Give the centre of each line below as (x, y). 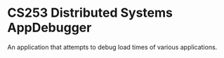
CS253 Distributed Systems (90, 13)
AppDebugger (50, 28)
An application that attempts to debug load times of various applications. (112, 47)
